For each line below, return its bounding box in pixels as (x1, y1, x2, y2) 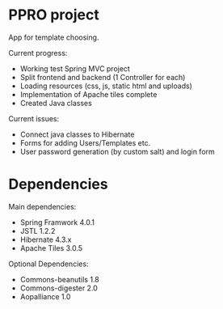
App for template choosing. (8, 32, 99, 42)
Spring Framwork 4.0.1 (19, 217, 95, 227)
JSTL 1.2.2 (19, 226, 56, 235)
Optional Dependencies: (8, 259, 89, 269)
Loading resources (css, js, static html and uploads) (19, 81, 192, 91)
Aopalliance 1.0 (19, 291, 71, 301)
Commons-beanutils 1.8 (19, 274, 99, 284)
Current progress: (8, 48, 68, 57)
